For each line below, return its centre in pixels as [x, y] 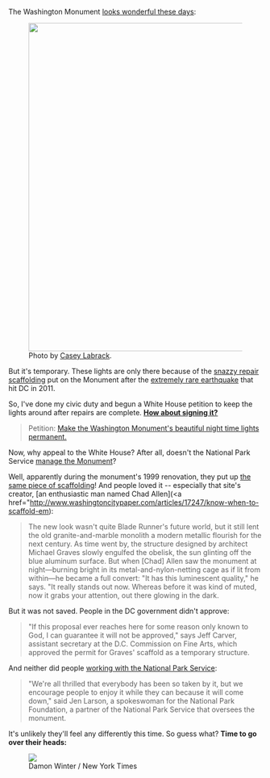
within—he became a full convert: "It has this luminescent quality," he [143, 578]
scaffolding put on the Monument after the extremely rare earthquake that [131, 380]
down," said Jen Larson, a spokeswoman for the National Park [131, 701]
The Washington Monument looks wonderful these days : [102, 12]
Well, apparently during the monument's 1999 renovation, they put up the [130, 477]
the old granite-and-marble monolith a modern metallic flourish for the [145, 535]
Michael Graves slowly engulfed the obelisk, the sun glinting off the [140, 552]
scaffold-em [29, 511]
